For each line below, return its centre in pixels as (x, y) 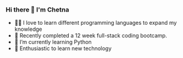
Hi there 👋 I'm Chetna (37, 10)
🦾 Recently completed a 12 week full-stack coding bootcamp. (91, 36)
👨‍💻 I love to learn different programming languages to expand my (95, 23)
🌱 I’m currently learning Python (53, 42)
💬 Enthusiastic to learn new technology (63, 48)
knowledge (28, 29)
